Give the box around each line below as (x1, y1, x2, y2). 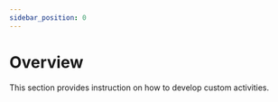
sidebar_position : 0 (9, 13, 88, 23)
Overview (9, 51, 84, 72)
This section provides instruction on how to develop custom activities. (9, 82, 270, 93)
